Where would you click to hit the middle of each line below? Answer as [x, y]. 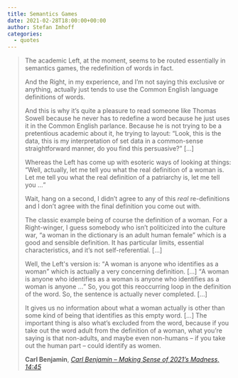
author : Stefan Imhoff [41, 27]
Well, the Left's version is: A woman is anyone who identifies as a [121, 264]
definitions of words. [55, 97]
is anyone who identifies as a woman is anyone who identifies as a [122, 279]
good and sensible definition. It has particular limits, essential [114, 243]
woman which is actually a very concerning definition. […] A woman [127, 271]
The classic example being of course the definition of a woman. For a [126, 220]
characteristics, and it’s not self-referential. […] [93, 250]
